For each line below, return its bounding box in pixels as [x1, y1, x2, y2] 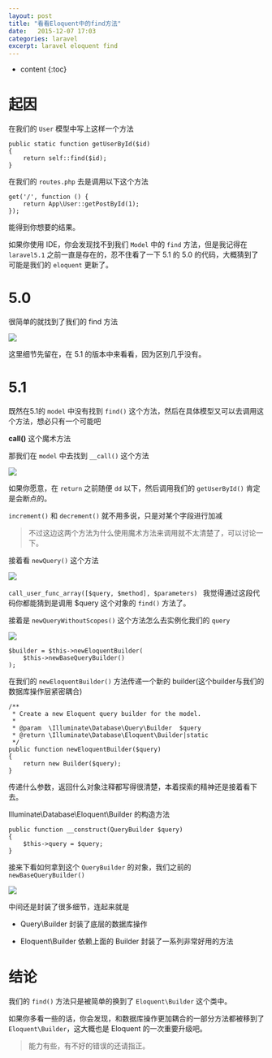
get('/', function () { [8, 193, 89, 202]
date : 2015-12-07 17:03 [8, 27, 96, 35]
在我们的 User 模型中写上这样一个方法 [8, 124, 134, 134]
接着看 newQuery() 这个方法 [8, 555, 99, 565]
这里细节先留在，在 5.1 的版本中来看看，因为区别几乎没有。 [8, 349, 206, 358]
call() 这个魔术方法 [8, 433, 71, 443]
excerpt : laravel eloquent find [8, 42, 118, 50]
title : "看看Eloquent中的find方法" [8, 20, 122, 28]
